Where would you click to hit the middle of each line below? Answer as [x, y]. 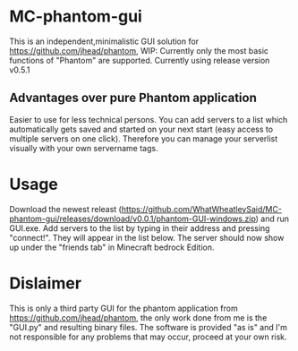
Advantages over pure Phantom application [133, 98]
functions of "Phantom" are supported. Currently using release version [140, 60]
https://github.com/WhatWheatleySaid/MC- [201, 209]
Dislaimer [46, 283]
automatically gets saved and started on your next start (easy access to [141, 129]
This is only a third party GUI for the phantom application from [124, 308]
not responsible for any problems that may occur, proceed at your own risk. [149, 337]
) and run [272, 218]
